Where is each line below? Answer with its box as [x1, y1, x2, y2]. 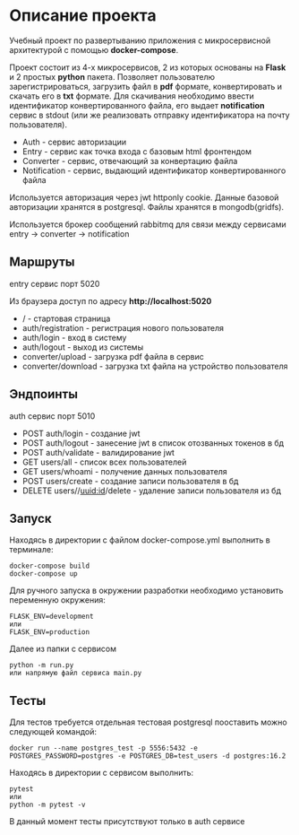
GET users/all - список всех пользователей [21, 457, 187, 467]
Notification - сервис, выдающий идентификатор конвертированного [21, 165, 286, 176]
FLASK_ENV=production [9, 628, 90, 637]
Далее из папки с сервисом [9, 643, 116, 655]
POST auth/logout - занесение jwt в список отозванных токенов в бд [21, 437, 285, 448]
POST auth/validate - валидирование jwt [21, 447, 175, 457]
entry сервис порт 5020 [9, 278, 100, 289]
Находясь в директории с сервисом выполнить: [9, 768, 194, 778]
